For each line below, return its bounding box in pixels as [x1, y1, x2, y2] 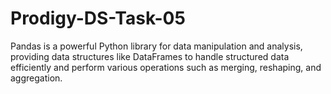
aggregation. [10, 72, 63, 84]
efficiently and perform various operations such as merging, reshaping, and [10, 61, 322, 73]
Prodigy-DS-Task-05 [10, 7, 186, 30]
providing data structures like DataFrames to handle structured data [10, 50, 290, 62]
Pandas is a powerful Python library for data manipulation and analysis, [10, 40, 303, 52]
